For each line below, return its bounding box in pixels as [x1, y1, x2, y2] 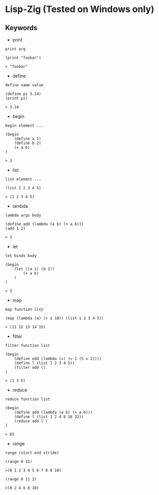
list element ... [5, 177, 41, 182]
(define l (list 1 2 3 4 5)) [14, 360, 75, 365]
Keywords [5, 24, 37, 32]
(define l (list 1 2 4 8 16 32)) [14, 414, 84, 419]
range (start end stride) [5, 450, 59, 455]
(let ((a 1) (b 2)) [14, 267, 55, 272]
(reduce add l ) [14, 419, 48, 424]
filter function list [5, 343, 50, 348]
